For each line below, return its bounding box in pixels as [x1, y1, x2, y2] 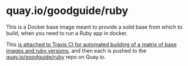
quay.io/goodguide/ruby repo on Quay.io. [6, 53, 106, 60]
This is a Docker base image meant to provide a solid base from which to [6, 23, 183, 30]
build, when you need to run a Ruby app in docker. [6, 29, 128, 36]
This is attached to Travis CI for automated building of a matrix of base [6, 41, 177, 48]
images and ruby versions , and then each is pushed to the [6, 47, 147, 54]
